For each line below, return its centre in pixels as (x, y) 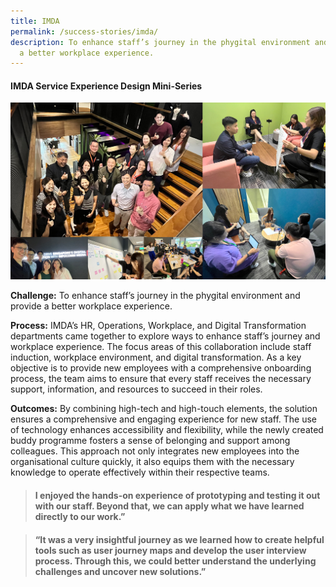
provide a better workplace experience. (91, 306)
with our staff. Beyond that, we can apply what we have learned (169, 506)
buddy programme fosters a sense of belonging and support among (150, 441)
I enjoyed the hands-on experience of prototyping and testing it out (177, 496)
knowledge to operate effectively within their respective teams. (140, 472)
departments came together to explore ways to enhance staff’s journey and (165, 336)
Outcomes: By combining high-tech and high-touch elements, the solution (164, 409)
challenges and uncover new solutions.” (120, 571)
